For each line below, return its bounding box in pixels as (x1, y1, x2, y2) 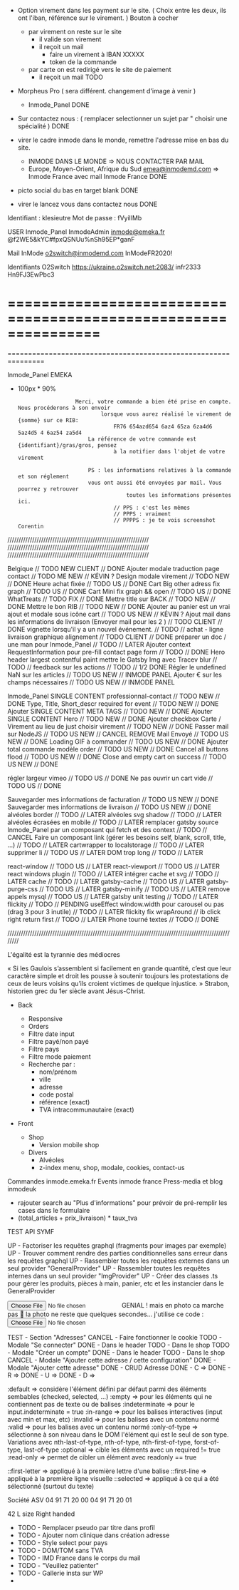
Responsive (28, 1014, 63, 1022)
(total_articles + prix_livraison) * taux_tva (17, 1214, 137, 1222)
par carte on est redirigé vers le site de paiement (28, 66, 171, 73)
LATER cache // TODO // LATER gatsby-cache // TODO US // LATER (7, 877, 205, 886)
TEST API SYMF (7, 1227, 55, 1236)
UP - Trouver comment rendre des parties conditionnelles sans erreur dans (7, 1248, 228, 1257)
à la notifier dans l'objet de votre (113, 448, 225, 455)
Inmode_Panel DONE (28, 101, 90, 109)
